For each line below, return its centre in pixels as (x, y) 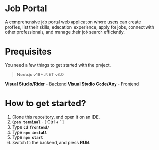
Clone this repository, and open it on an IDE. (56, 117)
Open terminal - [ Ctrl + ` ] (38, 122)
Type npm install (29, 132)
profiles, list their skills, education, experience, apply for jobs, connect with (80, 27)
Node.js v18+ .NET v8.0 (40, 74)
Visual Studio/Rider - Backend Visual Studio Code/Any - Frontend (72, 84)
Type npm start (27, 137)
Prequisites (28, 52)
